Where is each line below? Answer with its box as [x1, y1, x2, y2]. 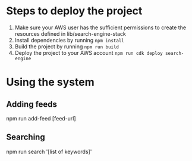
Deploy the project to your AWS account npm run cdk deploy [14, 49, 163, 56]
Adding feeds [6, 99, 58, 109]
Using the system [6, 76, 95, 89]
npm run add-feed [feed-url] [6, 114, 76, 122]
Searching [6, 132, 46, 143]
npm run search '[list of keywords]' [6, 148, 92, 155]
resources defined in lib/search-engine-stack [14, 30, 127, 37]
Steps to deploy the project [6, 4, 143, 18]
